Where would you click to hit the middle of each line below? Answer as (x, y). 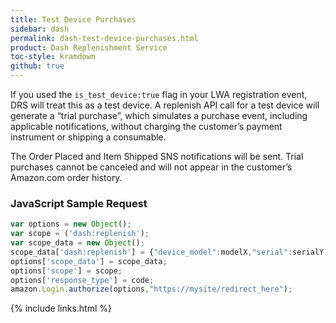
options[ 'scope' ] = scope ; (66, 271)
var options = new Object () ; (71, 224)
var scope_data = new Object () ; (77, 243)
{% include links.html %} (61, 308)
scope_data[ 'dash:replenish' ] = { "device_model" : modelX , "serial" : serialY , (169, 252)
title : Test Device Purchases (73, 19)
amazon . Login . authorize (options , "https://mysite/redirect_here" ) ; (151, 289)
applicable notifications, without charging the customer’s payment (146, 126)
